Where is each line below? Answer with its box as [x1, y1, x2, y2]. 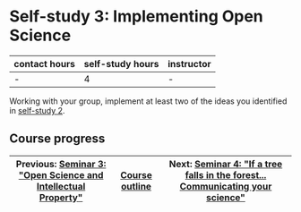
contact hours [13, 57, 76, 70]
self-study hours [83, 57, 159, 70]
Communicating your [179, 180, 272, 192]
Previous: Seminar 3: [15, 157, 107, 170]
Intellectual [36, 180, 86, 192]
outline [120, 180, 152, 192]
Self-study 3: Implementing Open [9, 6, 264, 27]
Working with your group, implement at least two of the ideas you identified [9, 96, 288, 106]
